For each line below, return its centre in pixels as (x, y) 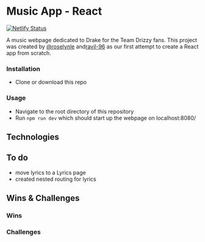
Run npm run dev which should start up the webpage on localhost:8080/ (106, 118)
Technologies (33, 137)
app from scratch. (29, 53)
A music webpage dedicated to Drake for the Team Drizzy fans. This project (102, 40)
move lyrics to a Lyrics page (51, 172)
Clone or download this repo (51, 82)
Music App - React (54, 11)
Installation (23, 68)
